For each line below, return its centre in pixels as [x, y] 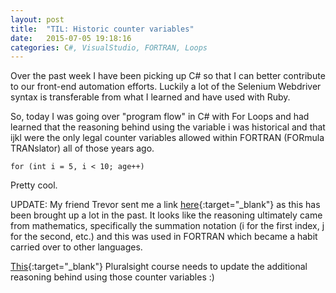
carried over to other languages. [76, 247]
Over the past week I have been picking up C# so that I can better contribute [168, 76]
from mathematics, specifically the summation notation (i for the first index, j [167, 226]
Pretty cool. [34, 185]
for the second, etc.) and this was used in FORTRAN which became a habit [164, 237]
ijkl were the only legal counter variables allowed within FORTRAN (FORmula [167, 138]
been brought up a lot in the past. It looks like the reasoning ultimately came [166, 215]
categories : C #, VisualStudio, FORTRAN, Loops [109, 47]
